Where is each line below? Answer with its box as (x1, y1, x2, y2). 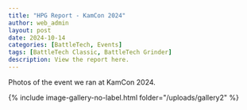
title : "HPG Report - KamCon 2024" (8, 11, 126, 20)
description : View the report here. (8, 56, 129, 64)
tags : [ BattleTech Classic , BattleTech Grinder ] (8, 48, 172, 56)
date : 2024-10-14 (8, 33, 66, 42)
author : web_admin (8, 19, 69, 27)
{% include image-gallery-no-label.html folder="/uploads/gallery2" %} (8, 93, 240, 102)
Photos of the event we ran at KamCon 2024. (8, 77, 156, 87)
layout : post (8, 26, 52, 34)
